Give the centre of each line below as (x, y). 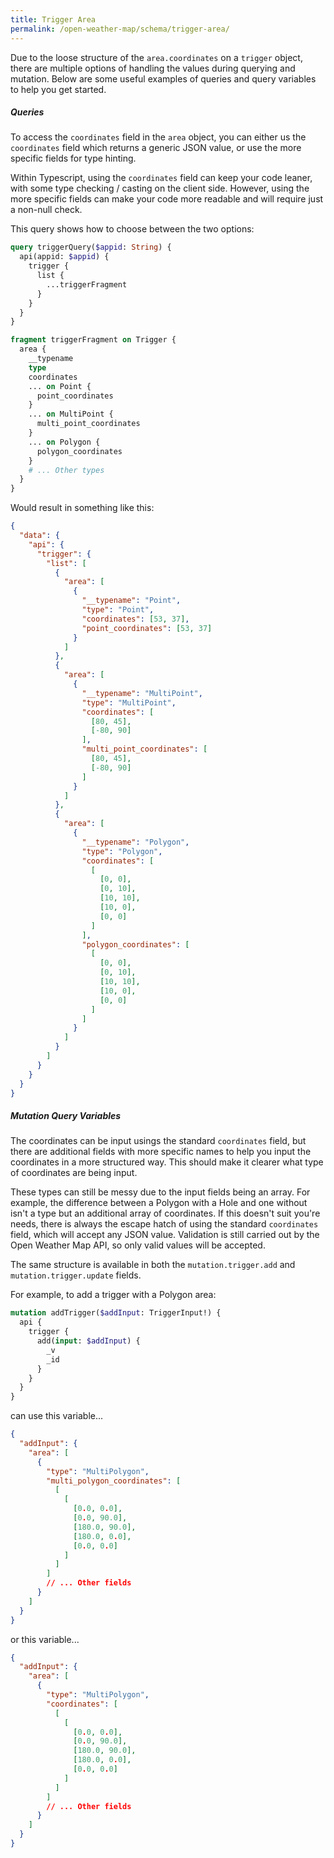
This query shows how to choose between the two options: (132, 229)
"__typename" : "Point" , (131, 601)
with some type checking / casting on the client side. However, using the (160, 188)
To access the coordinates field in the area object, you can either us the (158, 137)
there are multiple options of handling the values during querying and (153, 68)
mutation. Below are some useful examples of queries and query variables (163, 78)
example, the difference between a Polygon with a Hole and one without (159, 1203)
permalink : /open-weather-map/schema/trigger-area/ (120, 29)
